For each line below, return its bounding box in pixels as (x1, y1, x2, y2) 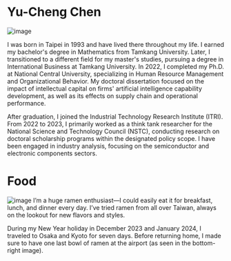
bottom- (192, 239, 216, 247)
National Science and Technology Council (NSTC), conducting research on (7, 127, 220, 135)
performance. (7, 99, 46, 107)
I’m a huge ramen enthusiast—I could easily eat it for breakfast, (33, 196, 213, 204)
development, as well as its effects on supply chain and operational (7, 91, 199, 100)
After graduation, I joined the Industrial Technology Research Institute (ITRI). (7, 112, 223, 121)
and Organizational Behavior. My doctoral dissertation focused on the (7, 77, 205, 85)
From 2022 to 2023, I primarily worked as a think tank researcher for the (7, 119, 212, 128)
